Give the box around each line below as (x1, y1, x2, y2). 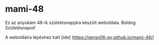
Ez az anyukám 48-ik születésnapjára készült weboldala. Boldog (5, 20, 136, 25)
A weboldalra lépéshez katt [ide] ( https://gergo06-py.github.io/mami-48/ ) (5, 34, 155, 40)
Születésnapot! (5, 24, 36, 30)
